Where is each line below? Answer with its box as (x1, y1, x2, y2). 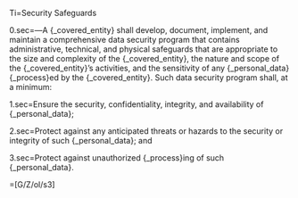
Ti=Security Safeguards (9, 8, 97, 18)
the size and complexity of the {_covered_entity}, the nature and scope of (9, 54, 279, 63)
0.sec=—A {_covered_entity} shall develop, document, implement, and (9, 25, 269, 35)
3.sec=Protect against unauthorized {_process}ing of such (9, 153, 225, 163)
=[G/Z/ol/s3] (9, 179, 55, 190)
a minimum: (9, 82, 52, 92)
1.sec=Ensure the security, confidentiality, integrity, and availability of (9, 99, 264, 110)
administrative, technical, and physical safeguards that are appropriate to (9, 44, 278, 54)
